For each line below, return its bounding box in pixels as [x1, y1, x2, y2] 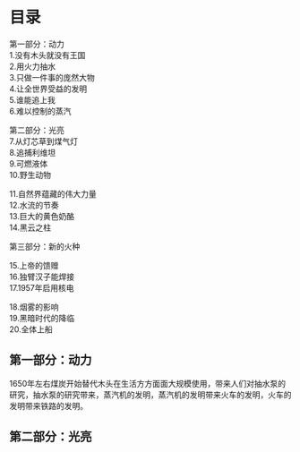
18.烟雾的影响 [9, 301, 60, 312]
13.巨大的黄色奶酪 [9, 210, 75, 221]
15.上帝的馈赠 [9, 260, 59, 270]
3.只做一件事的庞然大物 [9, 72, 96, 82]
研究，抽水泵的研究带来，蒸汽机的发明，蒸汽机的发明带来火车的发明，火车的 [9, 389, 292, 400]
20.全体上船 [9, 323, 54, 335]
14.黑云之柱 [9, 222, 52, 233]
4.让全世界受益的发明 [9, 83, 88, 94]
